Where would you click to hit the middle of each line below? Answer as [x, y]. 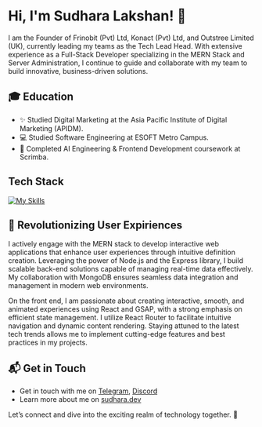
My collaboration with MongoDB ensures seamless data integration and [123, 277]
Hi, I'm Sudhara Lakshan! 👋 [97, 16]
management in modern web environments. [78, 286]
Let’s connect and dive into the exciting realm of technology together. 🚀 [123, 414]
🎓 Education [41, 97]
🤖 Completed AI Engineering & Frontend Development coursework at [130, 148]
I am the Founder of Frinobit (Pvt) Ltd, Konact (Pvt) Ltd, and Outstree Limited [131, 38]
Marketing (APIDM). [51, 128]
